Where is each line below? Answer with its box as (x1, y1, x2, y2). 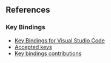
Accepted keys (14, 43, 52, 50)
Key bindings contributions (14, 50, 82, 57)
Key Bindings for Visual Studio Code (14, 36, 106, 44)
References (5, 5, 50, 15)
